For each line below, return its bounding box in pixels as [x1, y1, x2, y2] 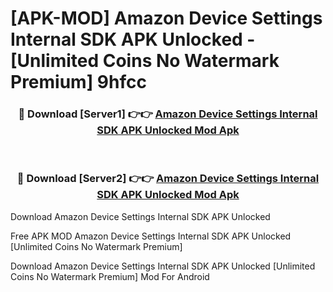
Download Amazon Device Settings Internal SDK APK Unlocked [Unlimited [10, 260, 316, 272]
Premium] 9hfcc [10, 71, 147, 94]
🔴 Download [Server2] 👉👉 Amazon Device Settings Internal [16, 172, 320, 186]
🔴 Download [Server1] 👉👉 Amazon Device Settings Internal [18, 107, 318, 121]
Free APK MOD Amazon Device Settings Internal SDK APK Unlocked [10, 230, 292, 242]
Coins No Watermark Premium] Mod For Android [10, 270, 210, 282]
